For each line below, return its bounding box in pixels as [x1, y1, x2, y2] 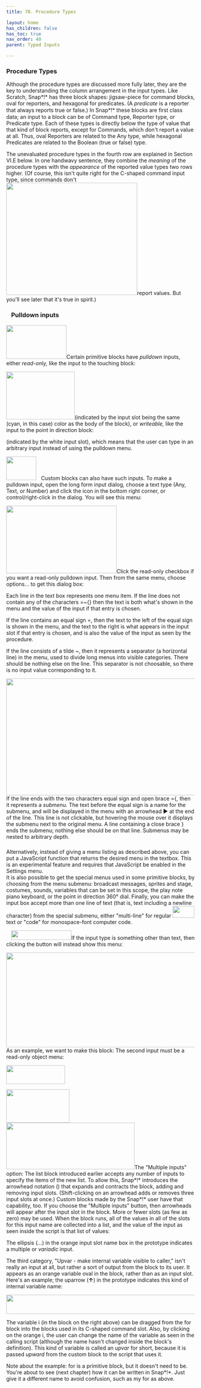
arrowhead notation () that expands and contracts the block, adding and [6, 1183, 184, 1190]
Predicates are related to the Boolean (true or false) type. [6, 139, 147, 146]
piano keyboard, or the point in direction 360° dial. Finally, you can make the [6, 893, 194, 900]
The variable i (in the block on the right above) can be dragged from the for [6, 1318, 191, 1326]
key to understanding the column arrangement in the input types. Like [6, 87, 178, 94]
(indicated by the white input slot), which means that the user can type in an [6, 438, 194, 445]
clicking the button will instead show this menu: [6, 940, 123, 948]
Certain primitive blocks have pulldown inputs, [66, 353, 181, 361]
